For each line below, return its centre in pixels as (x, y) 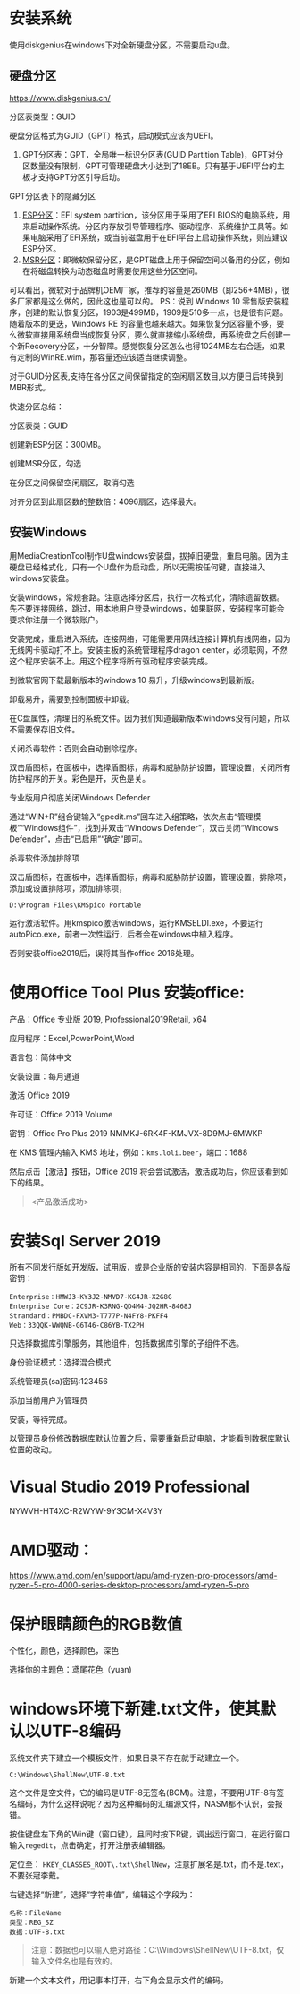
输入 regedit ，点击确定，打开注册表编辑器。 (90, 1845)
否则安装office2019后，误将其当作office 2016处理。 (104, 953)
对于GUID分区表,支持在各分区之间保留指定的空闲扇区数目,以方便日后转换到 (146, 376)
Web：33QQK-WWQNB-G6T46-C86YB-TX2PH (77, 1326)
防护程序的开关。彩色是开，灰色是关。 (79, 778)
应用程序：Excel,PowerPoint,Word (72, 1038)
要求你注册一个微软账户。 (56, 620)
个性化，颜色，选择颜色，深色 (64, 1651)
